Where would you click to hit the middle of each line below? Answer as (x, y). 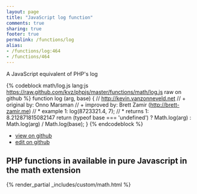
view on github (34, 136)
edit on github (32, 142)
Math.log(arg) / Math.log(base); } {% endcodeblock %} (75, 124)
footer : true (23, 34)
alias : (15, 46)
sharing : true (24, 29)
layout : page (23, 12)
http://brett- (165, 105)
